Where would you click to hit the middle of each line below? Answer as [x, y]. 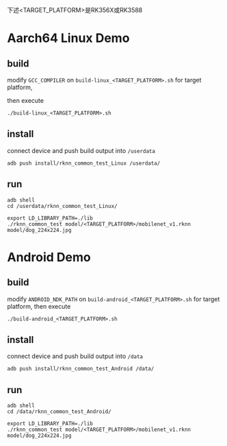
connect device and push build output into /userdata [81, 150]
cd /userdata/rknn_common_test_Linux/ [62, 206]
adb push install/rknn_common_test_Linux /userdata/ [84, 163]
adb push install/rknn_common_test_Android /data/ [81, 369]
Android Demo [49, 257]
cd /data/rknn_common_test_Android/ [59, 412]
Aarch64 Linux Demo [68, 38]
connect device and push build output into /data [75, 356]
